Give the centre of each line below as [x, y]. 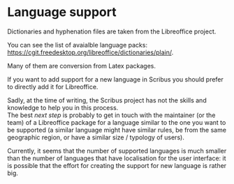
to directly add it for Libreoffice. [53, 86]
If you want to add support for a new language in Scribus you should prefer [115, 79]
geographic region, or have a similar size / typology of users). [96, 137]
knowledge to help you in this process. [63, 107]
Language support [62, 12]
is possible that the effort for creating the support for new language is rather [117, 165]
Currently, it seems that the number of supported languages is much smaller [117, 151]
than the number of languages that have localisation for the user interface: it [117, 158]
